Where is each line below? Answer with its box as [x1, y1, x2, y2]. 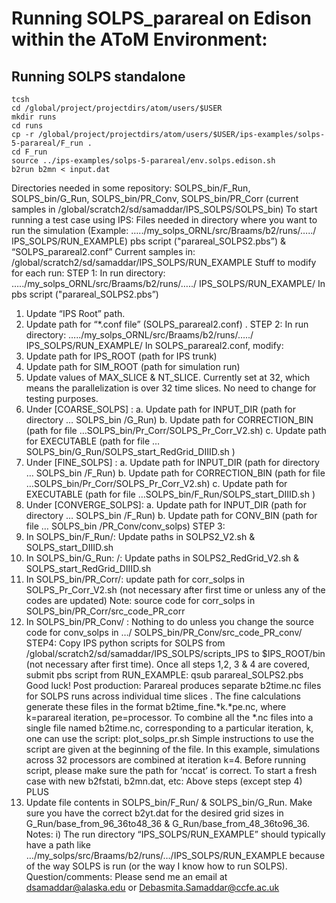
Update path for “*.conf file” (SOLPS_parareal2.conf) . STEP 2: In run [25, 318, 309, 330]
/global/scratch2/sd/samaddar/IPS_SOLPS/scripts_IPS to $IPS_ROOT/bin [25, 648, 326, 659]
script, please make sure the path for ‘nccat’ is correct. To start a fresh [25, 765, 318, 776]
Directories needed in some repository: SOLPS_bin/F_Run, [11, 182, 251, 194]
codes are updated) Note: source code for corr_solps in [25, 595, 256, 606]
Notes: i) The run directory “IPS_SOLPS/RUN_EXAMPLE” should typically [25, 828, 326, 840]
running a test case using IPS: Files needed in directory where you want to [11, 214, 318, 226]
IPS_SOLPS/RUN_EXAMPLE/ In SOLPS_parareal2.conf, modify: [25, 340, 284, 351]
